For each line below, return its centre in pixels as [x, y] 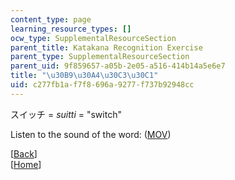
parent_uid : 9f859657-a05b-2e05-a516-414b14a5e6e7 [118, 66]
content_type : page [51, 19]
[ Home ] [26, 164]
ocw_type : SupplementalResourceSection [93, 38]
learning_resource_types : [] [71, 29]
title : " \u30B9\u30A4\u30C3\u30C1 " [84, 76]
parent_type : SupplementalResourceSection [100, 57]
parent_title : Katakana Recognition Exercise [106, 47]
